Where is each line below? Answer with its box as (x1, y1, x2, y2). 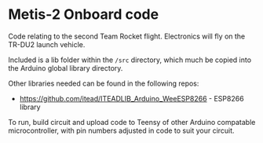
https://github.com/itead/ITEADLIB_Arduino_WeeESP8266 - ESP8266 (19, 93, 245, 103)
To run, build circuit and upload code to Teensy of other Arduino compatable (8, 117, 256, 126)
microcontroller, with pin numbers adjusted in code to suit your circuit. (8, 126, 235, 135)
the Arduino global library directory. (8, 63, 123, 72)
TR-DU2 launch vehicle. (8, 39, 86, 49)
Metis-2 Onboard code (8, 5, 159, 24)
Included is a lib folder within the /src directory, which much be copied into (8, 55, 252, 64)
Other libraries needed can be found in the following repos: (8, 79, 199, 88)
